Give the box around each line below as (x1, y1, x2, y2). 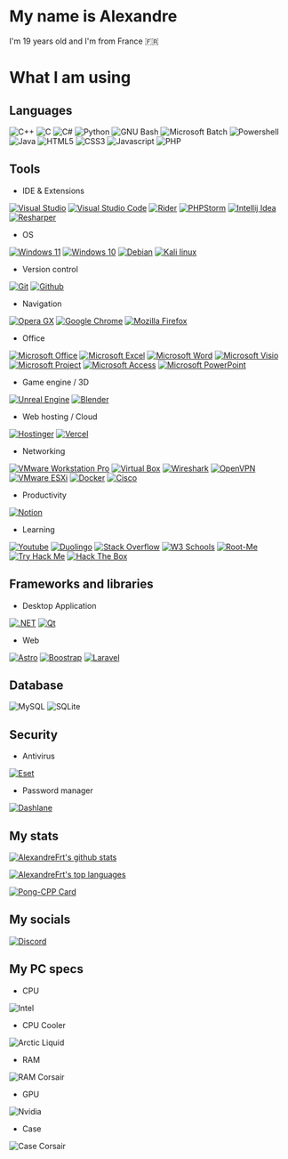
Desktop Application (21, 600, 97, 611)
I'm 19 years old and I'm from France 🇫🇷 (9, 36, 159, 46)
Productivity (21, 490, 67, 500)
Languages (9, 102, 73, 118)
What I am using (9, 68, 132, 88)
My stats (9, 828, 60, 843)
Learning (21, 523, 55, 535)
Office (21, 332, 45, 344)
